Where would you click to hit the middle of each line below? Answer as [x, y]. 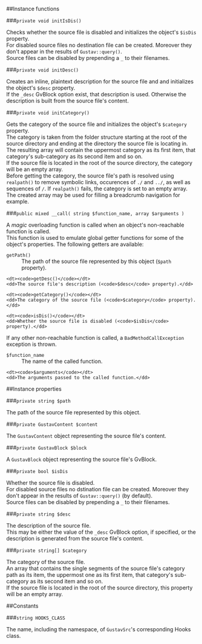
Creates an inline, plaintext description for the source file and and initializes [100, 81]
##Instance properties [34, 389]
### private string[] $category [47, 550]
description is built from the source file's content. [67, 101]
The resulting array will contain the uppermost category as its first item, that [101, 150]
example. [18, 201]
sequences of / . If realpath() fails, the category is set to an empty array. [97, 188]
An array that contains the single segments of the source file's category [96, 568]
